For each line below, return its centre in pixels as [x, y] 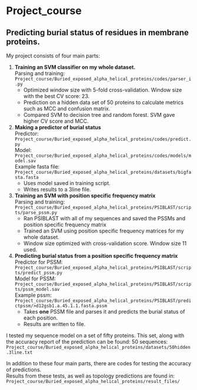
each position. [41, 318]
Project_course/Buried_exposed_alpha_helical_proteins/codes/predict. [103, 139]
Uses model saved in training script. [67, 183]
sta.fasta [27, 177]
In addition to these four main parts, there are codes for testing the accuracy [99, 363]
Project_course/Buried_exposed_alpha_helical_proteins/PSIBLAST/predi [103, 301]
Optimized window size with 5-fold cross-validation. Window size [103, 90]
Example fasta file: [37, 167]
